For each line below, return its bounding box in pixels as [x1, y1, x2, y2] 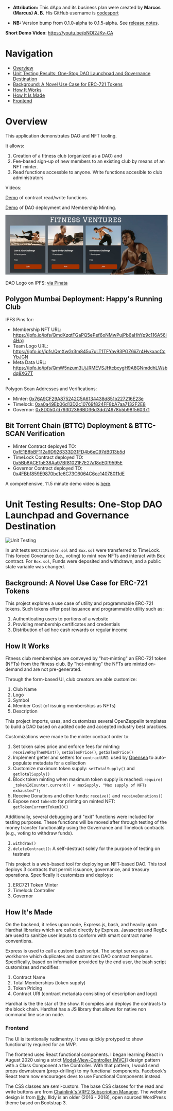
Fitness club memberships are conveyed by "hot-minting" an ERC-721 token [5, 655, 167, 662]
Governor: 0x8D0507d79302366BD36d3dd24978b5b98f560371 [12, 406, 150, 412]
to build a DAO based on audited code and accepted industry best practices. [5, 723, 168, 730]
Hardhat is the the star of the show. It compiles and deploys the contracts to [5, 1000, 166, 1006]
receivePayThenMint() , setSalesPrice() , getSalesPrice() [12, 749, 134, 755]
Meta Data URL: [12, 359, 46, 365]
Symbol [12, 697, 29, 703]
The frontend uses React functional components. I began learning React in [5, 1051, 163, 1057]
